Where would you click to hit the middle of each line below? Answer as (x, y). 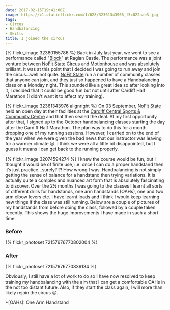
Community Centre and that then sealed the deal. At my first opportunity (81, 116)
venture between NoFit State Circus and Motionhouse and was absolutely (82, 64)
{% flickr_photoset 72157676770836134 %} (51, 267)
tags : (11, 19)
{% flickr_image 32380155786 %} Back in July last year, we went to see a (82, 53)
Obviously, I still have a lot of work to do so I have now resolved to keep (80, 276)
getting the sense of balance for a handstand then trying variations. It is (80, 175)
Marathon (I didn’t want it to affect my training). (55, 96)
